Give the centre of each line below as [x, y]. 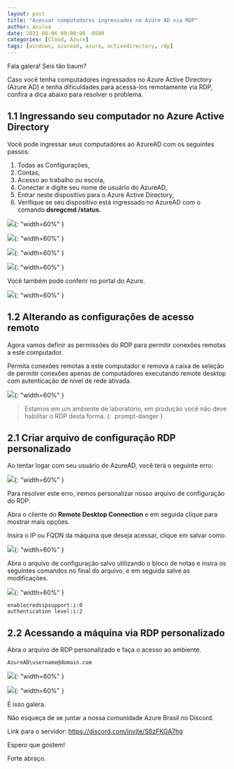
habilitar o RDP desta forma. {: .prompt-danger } [94, 416]
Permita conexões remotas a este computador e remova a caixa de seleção [116, 366]
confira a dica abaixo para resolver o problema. [75, 94]
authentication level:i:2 [45, 612]
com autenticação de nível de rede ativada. [69, 381]
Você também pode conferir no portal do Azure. [76, 281]
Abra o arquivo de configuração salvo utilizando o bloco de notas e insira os [117, 564]
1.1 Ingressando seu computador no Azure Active [116, 116]
